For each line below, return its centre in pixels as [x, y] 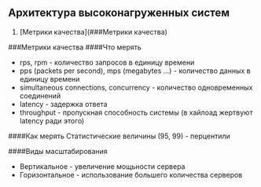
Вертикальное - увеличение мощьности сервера [102, 166]
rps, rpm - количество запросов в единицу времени [107, 62]
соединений [40, 95]
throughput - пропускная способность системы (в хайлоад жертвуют [136, 112]
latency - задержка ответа [63, 104]
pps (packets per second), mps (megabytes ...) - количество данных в [135, 71]
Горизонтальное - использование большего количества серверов [131, 174]
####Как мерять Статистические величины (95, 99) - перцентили [119, 136]
